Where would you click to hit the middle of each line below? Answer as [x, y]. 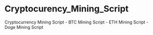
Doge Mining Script [24, 27]
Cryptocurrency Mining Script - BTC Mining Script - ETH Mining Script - [76, 22]
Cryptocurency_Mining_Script [67, 9]
